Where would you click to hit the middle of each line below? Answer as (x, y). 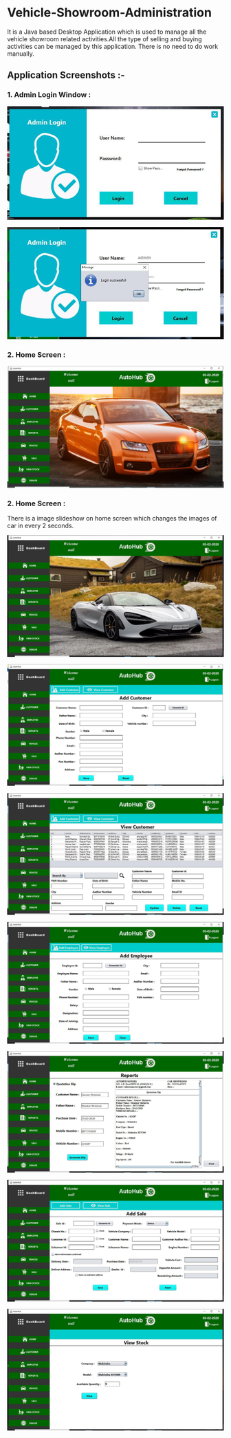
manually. (21, 54)
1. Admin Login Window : (49, 95)
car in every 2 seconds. (41, 526)
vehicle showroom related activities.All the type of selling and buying (104, 39)
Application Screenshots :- (66, 75)
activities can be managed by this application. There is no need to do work (113, 46)
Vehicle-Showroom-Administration (109, 13)
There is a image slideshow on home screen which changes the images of (112, 519)
